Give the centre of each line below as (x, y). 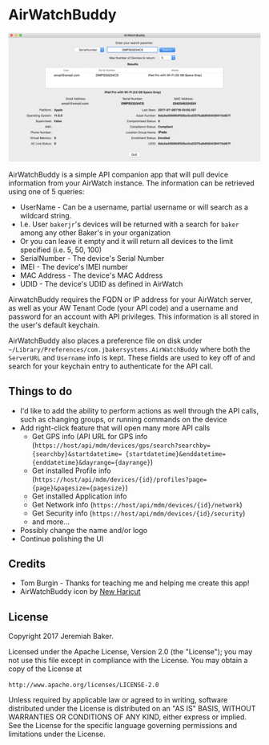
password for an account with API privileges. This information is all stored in (134, 316)
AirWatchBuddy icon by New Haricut (80, 592)
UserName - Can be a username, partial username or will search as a (134, 207)
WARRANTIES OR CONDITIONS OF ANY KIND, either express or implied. (127, 717)
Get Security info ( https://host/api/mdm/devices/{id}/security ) (139, 513)
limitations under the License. (57, 734)
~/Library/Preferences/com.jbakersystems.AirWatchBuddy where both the (129, 349)
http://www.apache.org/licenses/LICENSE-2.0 (84, 685)
